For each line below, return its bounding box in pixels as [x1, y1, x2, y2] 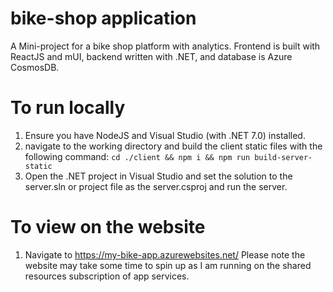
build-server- [254, 152, 313, 162]
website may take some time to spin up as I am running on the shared [24, 259, 312, 271]
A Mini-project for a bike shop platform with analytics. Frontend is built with [10, 40, 321, 52]
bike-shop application [10, 7, 197, 30]
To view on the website [10, 216, 206, 239]
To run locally [10, 97, 126, 119]
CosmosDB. [10, 61, 60, 73]
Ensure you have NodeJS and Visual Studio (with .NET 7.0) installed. [24, 129, 306, 141]
